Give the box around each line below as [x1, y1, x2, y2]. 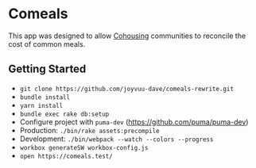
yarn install [19, 101, 64, 109]
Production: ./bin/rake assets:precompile [19, 125, 161, 135]
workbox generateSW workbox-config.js [19, 143, 149, 151]
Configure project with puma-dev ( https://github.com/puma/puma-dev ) [19, 116, 249, 127]
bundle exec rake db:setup [19, 110, 110, 118]
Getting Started [8, 63, 87, 76]
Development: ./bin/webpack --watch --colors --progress [19, 134, 214, 143]
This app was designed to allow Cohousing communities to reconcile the [8, 31, 246, 40]
